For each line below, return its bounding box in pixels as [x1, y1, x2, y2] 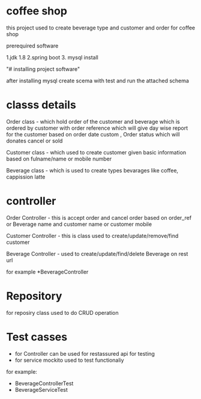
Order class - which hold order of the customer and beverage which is [6, 118, 180, 125]
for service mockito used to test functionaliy [14, 356, 124, 364]
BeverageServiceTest [14, 386, 68, 393]
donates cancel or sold [6, 137, 63, 144]
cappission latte [6, 173, 46, 180]
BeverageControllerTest [14, 380, 74, 387]
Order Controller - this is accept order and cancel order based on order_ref [6, 214, 192, 221]
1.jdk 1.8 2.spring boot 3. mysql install [6, 53, 99, 61]
